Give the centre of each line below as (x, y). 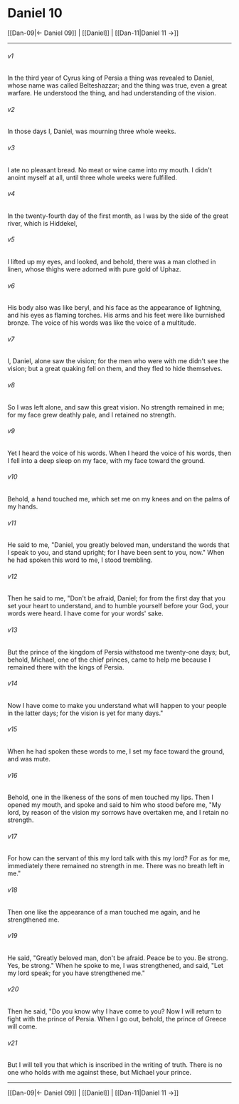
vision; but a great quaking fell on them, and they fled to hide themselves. (115, 369)
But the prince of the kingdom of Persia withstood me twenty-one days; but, (119, 652)
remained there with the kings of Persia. (66, 667)
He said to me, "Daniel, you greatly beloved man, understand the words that (118, 545)
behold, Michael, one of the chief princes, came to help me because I (109, 660)
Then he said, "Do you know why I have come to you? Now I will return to (115, 1011)
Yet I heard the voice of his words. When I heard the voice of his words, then (119, 453)
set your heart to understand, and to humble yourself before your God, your (118, 606)
